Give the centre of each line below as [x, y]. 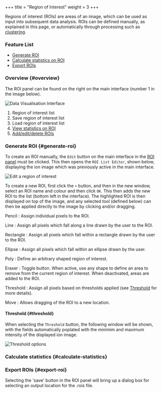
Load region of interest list [38, 123]
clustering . [16, 32]
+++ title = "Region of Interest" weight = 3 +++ [52, 7]
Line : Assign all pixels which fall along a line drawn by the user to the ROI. [79, 225]
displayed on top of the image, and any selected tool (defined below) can [78, 201]
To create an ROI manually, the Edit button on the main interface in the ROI [80, 156]
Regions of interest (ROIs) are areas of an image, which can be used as [76, 16]
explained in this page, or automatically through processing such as [73, 27]
